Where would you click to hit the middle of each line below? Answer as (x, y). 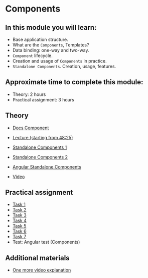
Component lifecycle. (32, 55)
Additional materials (37, 258)
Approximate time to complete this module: (74, 82)
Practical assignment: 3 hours (43, 99)
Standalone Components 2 (40, 157)
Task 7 (19, 237)
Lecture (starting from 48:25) (43, 137)
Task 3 (19, 215)
